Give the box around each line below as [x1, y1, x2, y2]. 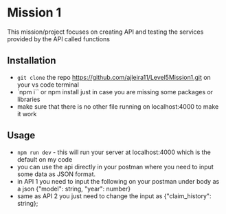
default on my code [16, 155, 73, 163]
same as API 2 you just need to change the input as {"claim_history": [16, 191, 212, 200]
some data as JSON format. [16, 170, 96, 178]
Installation [7, 55, 56, 67]
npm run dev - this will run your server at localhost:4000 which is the [16, 148, 212, 156]
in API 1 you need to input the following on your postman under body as [16, 177, 220, 185]
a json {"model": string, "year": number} [16, 184, 131, 193]
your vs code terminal [16, 81, 79, 89]
